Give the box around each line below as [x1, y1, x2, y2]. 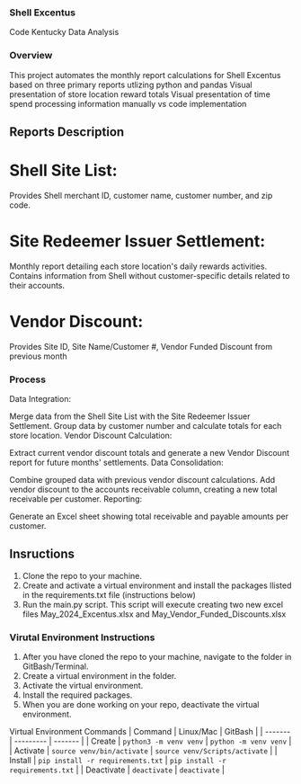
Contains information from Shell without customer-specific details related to [9, 270, 290, 281]
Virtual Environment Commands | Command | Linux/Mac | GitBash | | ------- [9, 726, 291, 737]
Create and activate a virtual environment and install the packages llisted [22, 580, 292, 591]
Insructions [9, 547, 75, 562]
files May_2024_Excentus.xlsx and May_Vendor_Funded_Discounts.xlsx [22, 609, 287, 619]
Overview [9, 49, 53, 62]
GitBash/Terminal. [22, 661, 89, 672]
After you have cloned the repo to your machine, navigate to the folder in [22, 652, 292, 663]
